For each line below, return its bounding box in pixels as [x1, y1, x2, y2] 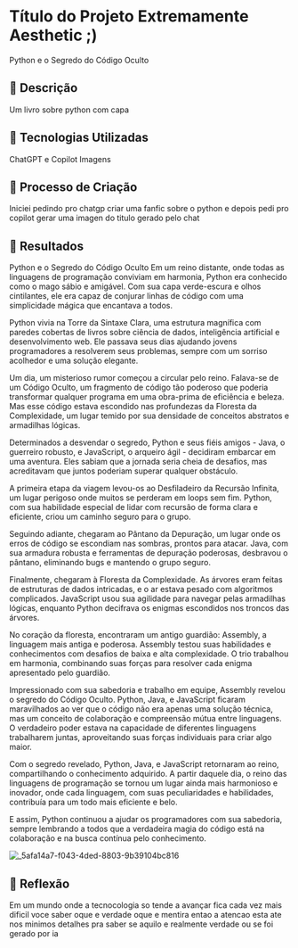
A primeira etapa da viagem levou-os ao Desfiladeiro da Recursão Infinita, [9, 483, 280, 494]
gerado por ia [9, 928, 60, 938]
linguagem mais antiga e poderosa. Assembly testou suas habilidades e [9, 639, 271, 650]
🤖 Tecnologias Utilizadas [9, 130, 149, 145]
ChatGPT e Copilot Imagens [9, 153, 111, 164]
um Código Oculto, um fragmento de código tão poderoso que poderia [9, 382, 269, 393]
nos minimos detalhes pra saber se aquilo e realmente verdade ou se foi [9, 919, 274, 929]
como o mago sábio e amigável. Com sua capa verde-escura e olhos [9, 281, 262, 292]
